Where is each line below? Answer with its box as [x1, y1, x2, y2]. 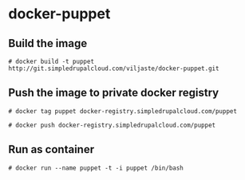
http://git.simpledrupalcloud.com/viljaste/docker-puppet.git [8, 65, 219, 72]
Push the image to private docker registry [8, 86, 219, 100]
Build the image [8, 37, 88, 50]
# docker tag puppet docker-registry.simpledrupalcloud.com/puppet [8, 107, 238, 115]
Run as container [8, 143, 94, 156]
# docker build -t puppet [8, 57, 94, 65]
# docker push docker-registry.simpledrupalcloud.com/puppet [8, 121, 216, 129]
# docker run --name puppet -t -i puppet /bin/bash [8, 164, 184, 172]
